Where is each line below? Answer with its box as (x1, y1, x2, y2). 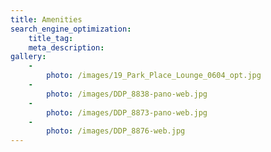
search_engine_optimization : (10, 24, 132, 34)
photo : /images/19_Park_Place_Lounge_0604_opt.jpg (46, 71, 262, 81)
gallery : (10, 52, 47, 62)
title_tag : (28, 33, 74, 43)
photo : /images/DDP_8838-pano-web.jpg (46, 89, 208, 99)
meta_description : (28, 42, 105, 53)
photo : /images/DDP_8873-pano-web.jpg (46, 107, 208, 118)
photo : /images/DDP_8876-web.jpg (46, 126, 186, 136)
